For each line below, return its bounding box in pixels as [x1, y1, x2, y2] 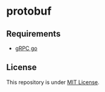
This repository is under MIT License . [6, 78, 100, 86]
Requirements [6, 29, 61, 39]
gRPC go [15, 44, 38, 52]
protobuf [6, 4, 52, 18]
